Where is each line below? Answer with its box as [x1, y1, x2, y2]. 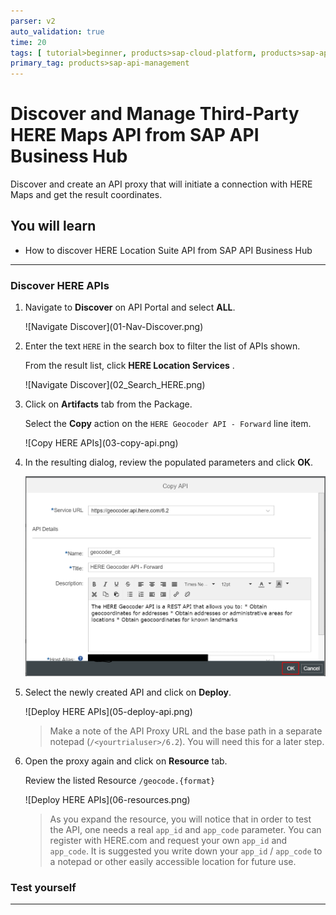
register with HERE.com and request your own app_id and [49, 834, 288, 846]
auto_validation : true [10, 26, 105, 37]
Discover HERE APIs [10, 278, 110, 292]
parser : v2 [10, 16, 56, 26]
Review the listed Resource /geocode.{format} [24, 774, 216, 786]
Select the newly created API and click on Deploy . [24, 686, 232, 698]
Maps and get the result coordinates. [10, 189, 163, 201]
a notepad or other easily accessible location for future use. [49, 855, 297, 867]
